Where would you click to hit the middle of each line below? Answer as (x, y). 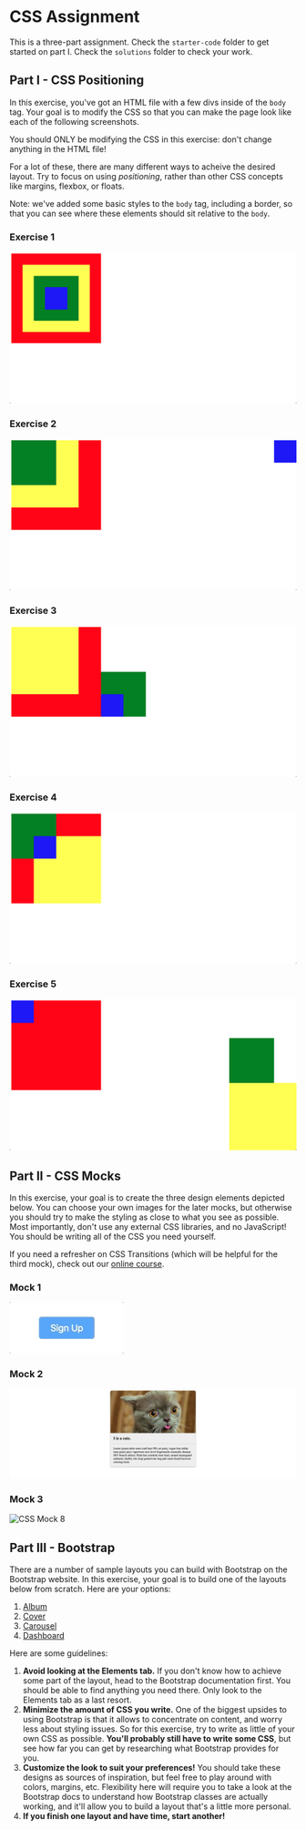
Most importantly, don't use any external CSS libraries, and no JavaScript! (148, 1226)
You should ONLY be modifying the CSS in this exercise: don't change (141, 139)
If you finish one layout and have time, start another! (124, 1816)
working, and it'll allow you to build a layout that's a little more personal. (157, 1806)
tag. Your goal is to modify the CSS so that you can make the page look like (151, 112)
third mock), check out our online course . (87, 1263)
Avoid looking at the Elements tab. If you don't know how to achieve (152, 1671)
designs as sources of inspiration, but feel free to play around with (147, 1777)
